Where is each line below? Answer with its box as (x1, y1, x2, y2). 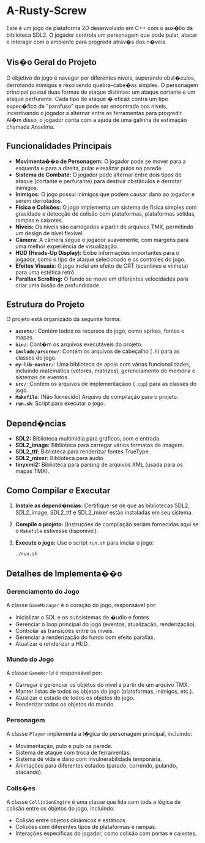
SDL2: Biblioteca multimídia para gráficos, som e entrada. (15, 435, 161, 442)
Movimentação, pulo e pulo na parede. (15, 743, 113, 750)
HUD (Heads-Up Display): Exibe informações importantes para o (15, 249, 179, 256)
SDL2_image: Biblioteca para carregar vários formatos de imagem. (15, 442, 185, 449)
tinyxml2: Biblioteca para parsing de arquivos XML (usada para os (15, 461, 184, 469)
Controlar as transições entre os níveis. (15, 627, 114, 634)
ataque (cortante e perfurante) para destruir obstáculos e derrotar (15, 177, 182, 184)
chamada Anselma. (6, 123, 55, 130)
